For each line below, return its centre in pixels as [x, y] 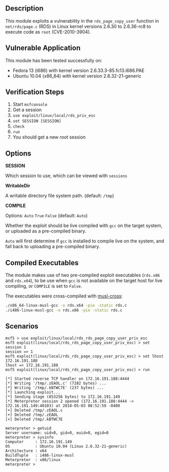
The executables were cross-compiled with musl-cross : [64, 296]
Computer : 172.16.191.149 [39, 442]
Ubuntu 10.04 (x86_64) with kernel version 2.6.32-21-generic [77, 76]
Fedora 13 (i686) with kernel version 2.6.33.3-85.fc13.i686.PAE [79, 70]
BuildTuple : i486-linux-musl [40, 455]
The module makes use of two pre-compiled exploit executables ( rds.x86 [83, 275]
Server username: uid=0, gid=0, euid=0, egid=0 [57, 433]
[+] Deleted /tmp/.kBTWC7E [34, 419]
